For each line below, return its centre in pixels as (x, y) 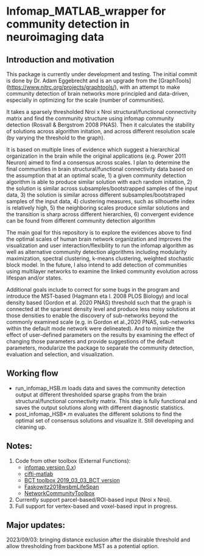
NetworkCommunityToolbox (59, 493)
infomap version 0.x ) (50, 467)
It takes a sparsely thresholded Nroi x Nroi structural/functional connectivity (101, 112)
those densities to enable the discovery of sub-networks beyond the (92, 315)
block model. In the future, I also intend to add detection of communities (97, 265)
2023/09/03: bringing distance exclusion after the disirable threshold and (98, 540)
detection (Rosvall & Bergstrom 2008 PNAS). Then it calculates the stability (100, 125)
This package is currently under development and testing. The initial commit (102, 74)
